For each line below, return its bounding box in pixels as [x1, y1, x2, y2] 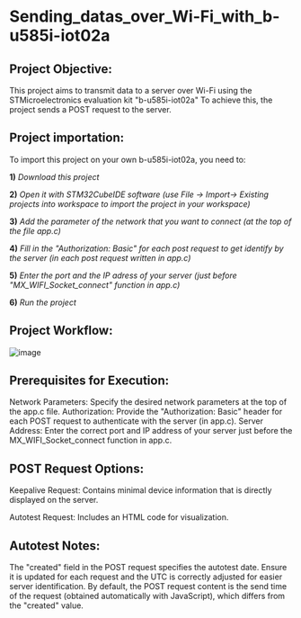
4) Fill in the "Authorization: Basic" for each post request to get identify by [9, 243, 285, 254]
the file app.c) [9, 225, 61, 236]
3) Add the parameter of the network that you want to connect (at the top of [9, 216, 292, 227]
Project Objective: [9, 61, 112, 76]
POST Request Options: [9, 461, 145, 476]
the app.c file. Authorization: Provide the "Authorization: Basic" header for [9, 407, 283, 417]
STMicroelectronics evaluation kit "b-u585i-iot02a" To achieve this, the [9, 94, 273, 105]
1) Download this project [9, 171, 100, 182]
